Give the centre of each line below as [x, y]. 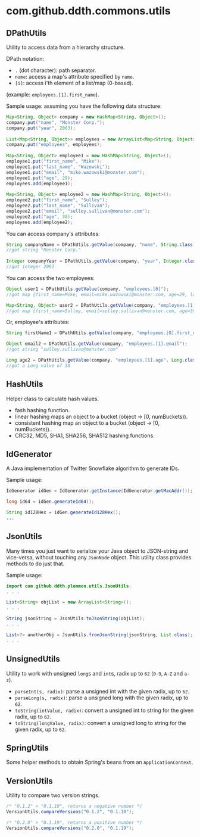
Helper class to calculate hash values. [53, 399]
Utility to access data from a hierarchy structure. [65, 47]
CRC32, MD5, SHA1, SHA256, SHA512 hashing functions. [85, 435]
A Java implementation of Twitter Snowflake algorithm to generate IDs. [93, 468]
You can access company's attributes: [53, 234]
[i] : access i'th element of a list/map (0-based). [74, 83]
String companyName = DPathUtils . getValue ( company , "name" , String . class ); [102, 245]
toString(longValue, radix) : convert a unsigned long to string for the [100, 723]
